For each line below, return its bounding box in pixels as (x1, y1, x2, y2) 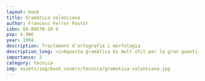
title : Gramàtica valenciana (6, 15, 81, 21)
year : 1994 (6, 37, 34, 43)
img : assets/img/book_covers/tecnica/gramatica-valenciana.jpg (6, 65, 171, 72)
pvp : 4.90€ (6, 32, 34, 38)
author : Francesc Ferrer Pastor (6, 20, 88, 26)
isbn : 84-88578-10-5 (6, 26, 59, 32)
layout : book (6, 9, 40, 15)
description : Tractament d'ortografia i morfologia (6, 43, 140, 49)
